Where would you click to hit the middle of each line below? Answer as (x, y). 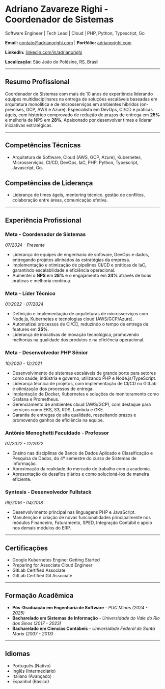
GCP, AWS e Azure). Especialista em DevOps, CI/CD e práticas (90, 109)
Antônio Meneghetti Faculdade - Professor (57, 433)
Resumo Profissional (37, 82)
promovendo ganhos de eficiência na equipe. (58, 420)
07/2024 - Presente (25, 245)
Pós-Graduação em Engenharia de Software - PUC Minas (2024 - (80, 607)
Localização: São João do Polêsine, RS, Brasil (52, 62)
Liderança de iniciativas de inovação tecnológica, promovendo (75, 335)
